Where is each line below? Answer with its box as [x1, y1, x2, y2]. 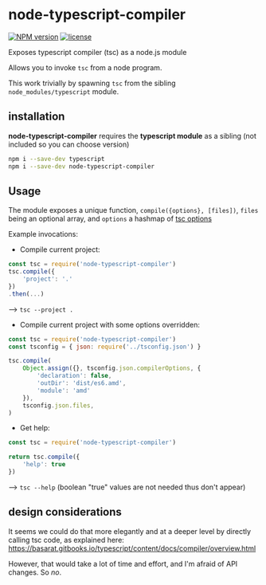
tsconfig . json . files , [22, 401, 94, 410]
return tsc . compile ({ [8, 453, 80, 461]
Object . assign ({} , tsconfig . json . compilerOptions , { [22, 364, 201, 372]
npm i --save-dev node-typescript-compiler [8, 162, 155, 171]
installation [8, 110, 65, 124]
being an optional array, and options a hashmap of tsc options [8, 214, 213, 224]
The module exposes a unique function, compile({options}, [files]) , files [8, 206, 259, 215]
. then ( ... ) [8, 289, 45, 298]
